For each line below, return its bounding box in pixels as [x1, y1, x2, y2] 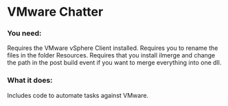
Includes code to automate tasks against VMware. [7, 91, 149, 99]
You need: [7, 29, 42, 38]
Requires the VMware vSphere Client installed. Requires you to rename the [7, 44, 218, 52]
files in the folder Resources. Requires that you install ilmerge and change [7, 51, 216, 59]
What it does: [7, 76, 53, 85]
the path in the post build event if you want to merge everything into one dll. [7, 59, 222, 67]
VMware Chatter [7, 4, 104, 20]
